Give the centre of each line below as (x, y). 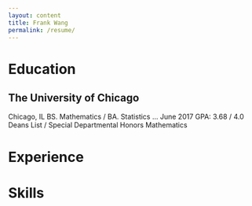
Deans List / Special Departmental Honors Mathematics (98, 125)
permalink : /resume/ (42, 30)
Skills (26, 193)
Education (42, 69)
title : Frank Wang (38, 23)
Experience (46, 157)
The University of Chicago (74, 98)
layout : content (35, 15)
